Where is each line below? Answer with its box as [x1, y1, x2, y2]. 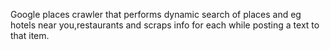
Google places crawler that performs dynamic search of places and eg [10, 9, 302, 20]
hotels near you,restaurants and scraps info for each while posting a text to [10, 19, 320, 31]
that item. [10, 30, 50, 41]
